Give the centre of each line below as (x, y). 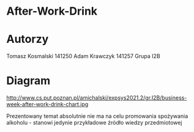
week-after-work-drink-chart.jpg (47, 105)
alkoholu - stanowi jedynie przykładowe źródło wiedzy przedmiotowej (94, 123)
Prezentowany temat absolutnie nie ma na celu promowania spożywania (97, 116)
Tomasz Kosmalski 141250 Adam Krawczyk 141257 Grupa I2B (83, 56)
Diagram (28, 81)
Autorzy (28, 39)
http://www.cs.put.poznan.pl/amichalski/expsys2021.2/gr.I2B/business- (97, 98)
